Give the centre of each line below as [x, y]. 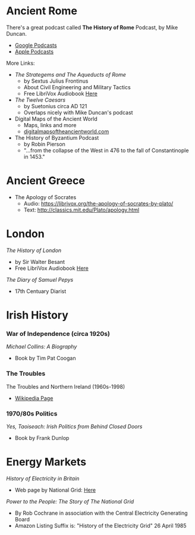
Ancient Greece [45, 181]
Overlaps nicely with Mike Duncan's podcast [78, 112]
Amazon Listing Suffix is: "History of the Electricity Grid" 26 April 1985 [100, 525]
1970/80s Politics [32, 413]
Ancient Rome [42, 11]
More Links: [21, 63]
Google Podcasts [36, 45]
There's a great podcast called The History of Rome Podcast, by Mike [92, 27]
